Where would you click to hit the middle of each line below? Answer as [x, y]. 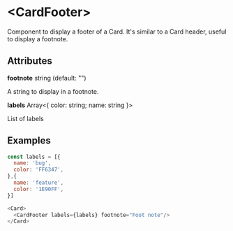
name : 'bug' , [32, 163]
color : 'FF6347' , [39, 170]
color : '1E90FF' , [39, 189]
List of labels [25, 118]
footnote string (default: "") [47, 78]
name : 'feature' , [39, 183]
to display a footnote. [38, 38]
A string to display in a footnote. [53, 91]
